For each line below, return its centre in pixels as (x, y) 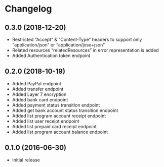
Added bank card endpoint (40, 99)
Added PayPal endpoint (37, 83)
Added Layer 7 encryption (39, 94)
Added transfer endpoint (38, 89)
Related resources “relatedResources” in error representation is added (85, 50)
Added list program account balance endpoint (60, 132)
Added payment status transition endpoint (56, 105)
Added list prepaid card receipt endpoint (54, 126)
